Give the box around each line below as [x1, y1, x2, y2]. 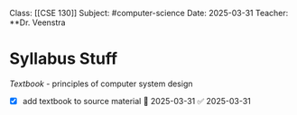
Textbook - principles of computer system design [9, 78, 193, 89]
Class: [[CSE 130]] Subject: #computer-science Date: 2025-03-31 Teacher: [9, 8, 289, 18]
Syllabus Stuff [9, 49, 118, 69]
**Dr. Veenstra [9, 17, 66, 28]
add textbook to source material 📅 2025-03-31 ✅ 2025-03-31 [22, 95, 251, 106]
